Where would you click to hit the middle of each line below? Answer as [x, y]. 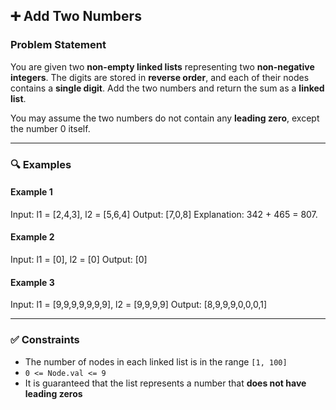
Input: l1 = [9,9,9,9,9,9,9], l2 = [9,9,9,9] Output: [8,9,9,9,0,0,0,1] [139, 305]
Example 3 [32, 282]
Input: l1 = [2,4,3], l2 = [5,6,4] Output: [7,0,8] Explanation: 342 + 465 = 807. [164, 214]
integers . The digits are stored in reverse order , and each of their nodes [160, 77]
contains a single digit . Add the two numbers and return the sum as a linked [167, 88]
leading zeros [53, 393]
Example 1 [31, 192]
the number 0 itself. [50, 128]
